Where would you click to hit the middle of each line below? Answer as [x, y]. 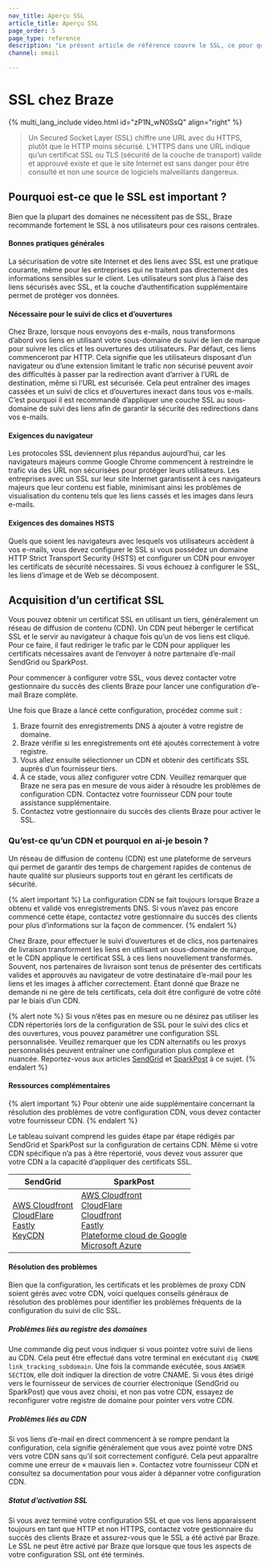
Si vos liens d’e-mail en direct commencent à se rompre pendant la [119, 1439]
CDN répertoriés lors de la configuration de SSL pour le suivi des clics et [129, 1025]
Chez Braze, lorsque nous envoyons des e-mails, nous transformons [122, 332]
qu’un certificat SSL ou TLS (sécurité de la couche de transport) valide [145, 154]
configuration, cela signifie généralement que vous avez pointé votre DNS [131, 1448]
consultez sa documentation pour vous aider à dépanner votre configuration [135, 1473]
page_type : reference [45, 38]
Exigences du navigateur [51, 436]
